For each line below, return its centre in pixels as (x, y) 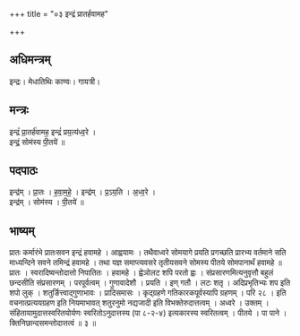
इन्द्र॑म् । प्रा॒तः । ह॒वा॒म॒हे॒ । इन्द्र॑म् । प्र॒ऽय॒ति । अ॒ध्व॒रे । (83, 192)
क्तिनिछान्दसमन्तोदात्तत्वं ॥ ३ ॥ (53, 323)
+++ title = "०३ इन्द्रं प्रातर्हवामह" (59, 14)
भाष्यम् (22, 231)
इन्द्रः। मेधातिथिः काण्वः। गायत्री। (55, 82)
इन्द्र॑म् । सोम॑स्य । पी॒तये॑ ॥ (47, 202)
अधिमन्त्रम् (30, 60)
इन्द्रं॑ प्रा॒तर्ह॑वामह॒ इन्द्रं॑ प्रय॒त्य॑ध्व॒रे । (53, 132)
